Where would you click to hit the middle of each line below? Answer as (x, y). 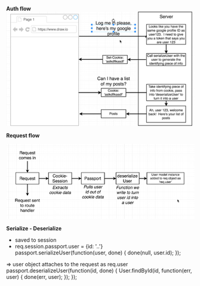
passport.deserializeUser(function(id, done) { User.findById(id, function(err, (99, 270)
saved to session (36, 240)
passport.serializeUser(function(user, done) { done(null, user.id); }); (98, 253)
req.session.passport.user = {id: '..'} (59, 246)
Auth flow (19, 9)
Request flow (23, 135)
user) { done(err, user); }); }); (42, 276)
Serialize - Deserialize (34, 228)
